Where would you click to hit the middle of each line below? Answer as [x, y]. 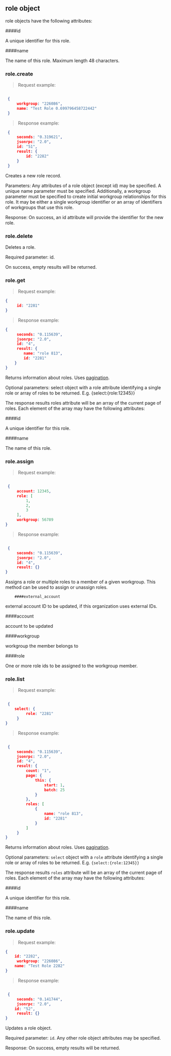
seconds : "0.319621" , [40, 137]
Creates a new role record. [33, 175]
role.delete [19, 236]
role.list [15, 679]
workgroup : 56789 [35, 520]
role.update [20, 931]
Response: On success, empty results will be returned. [63, 1048]
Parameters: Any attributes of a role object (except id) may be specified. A [83, 185]
